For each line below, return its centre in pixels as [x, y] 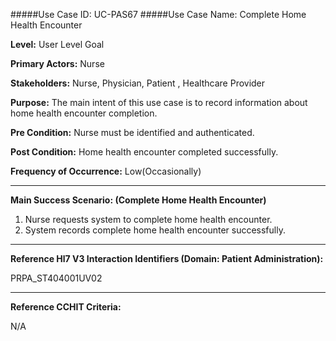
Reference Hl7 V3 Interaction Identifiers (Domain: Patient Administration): [167, 258]
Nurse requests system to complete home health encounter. [148, 219]
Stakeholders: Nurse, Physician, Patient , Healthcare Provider [138, 83]
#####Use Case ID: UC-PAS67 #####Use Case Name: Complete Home [158, 14]
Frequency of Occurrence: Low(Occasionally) [106, 171]
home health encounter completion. [84, 113]
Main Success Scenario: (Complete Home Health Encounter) [138, 200]
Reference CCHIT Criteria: [66, 307]
